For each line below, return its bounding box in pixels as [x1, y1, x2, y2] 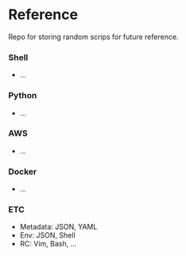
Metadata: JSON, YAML [19, 222, 98, 232]
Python [8, 90, 37, 101]
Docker [8, 166, 37, 177]
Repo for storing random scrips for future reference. [8, 32, 179, 41]
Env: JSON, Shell [19, 230, 76, 240]
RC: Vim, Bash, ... [19, 239, 77, 249]
